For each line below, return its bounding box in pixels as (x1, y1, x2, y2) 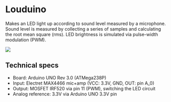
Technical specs (5, 61, 59, 70)
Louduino (5, 4, 47, 15)
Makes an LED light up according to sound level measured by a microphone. (5, 20, 166, 27)
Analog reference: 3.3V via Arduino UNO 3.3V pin (12, 91, 117, 97)
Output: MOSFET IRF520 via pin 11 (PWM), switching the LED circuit (12, 85, 156, 91)
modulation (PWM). (5, 37, 46, 43)
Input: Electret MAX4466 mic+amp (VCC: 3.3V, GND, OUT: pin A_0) (12, 80, 155, 86)
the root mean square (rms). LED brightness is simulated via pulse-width (5, 31, 159, 37)
